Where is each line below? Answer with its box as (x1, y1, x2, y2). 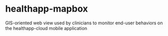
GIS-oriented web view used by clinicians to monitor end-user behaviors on (5, 20, 163, 26)
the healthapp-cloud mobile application (5, 25, 88, 31)
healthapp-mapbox (5, 3, 89, 15)
